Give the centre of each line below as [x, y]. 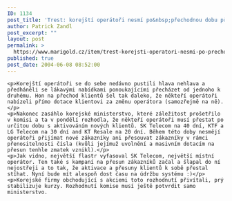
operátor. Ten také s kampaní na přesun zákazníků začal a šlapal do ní [114, 162]
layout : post [26, 39]
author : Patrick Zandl [40, 26]
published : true [30, 59]
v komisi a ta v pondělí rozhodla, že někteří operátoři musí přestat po [116, 120]
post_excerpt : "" [32, 33]
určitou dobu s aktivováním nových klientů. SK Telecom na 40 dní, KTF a [116, 126]
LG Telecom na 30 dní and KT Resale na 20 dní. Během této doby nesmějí [114, 131]
